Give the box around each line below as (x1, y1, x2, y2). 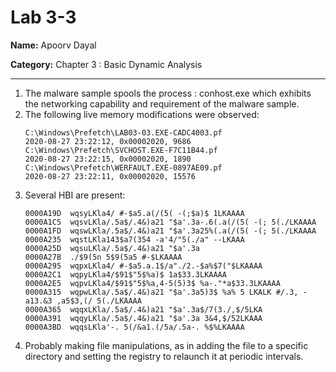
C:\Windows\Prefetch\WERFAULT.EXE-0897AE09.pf (24, 162, 223, 173)
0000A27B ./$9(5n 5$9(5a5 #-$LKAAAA (24, 252, 183, 262)
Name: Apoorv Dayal (10, 39, 97, 51)
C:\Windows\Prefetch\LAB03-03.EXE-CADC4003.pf (24, 127, 223, 138)
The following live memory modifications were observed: (24, 108, 260, 120)
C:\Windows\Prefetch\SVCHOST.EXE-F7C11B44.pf (24, 145, 218, 155)
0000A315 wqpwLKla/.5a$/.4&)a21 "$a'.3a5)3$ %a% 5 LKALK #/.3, (24, 287, 299, 297)
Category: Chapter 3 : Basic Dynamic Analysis (10, 58, 203, 70)
